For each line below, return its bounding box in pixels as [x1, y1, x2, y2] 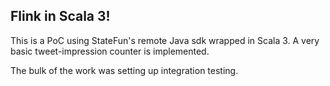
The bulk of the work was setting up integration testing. [10, 64, 239, 76]
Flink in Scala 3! [10, 8, 111, 25]
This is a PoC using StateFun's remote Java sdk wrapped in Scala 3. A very [10, 34, 320, 46]
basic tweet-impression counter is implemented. [10, 45, 210, 57]
